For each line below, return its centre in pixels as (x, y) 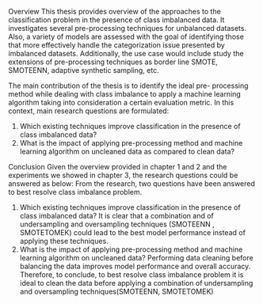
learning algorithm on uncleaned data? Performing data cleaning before (136, 258)
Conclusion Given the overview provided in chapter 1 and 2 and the (118, 167)
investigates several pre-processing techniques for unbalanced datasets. (128, 28)
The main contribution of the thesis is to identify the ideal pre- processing (128, 85)
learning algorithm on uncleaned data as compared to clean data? (127, 151)
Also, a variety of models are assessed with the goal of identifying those (126, 36)
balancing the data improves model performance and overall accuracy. (135, 266)
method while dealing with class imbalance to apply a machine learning (125, 94)
